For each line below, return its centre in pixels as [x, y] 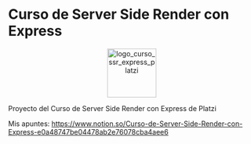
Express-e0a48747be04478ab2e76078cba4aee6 [88, 131]
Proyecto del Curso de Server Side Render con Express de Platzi [113, 108]
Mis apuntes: [29, 124]
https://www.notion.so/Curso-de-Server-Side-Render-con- [147, 124]
